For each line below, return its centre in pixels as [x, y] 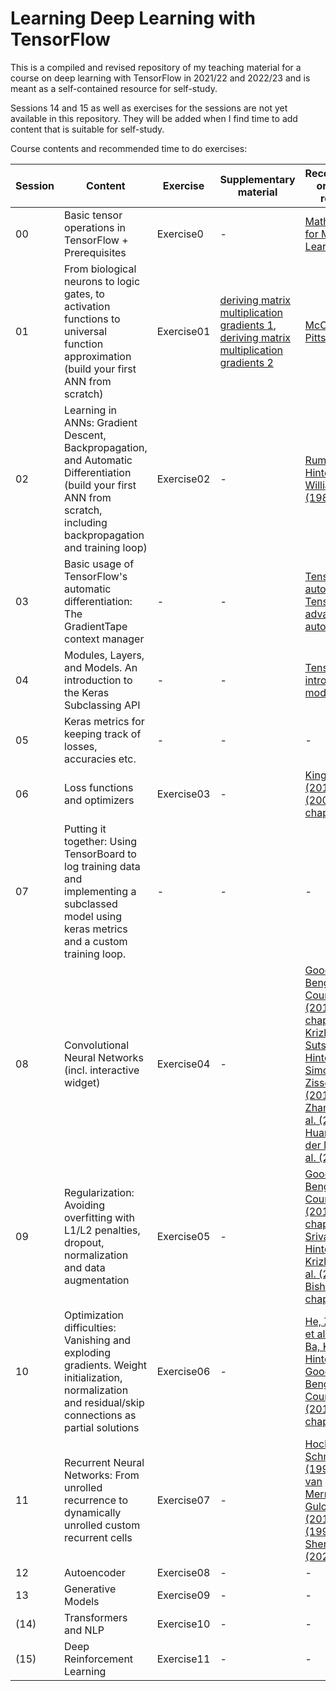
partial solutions [102, 1427]
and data [85, 1267]
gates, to [84, 294]
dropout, [84, 1242]
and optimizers [99, 800]
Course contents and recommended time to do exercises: [129, 148]
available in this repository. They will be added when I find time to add [154, 118]
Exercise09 [183, 1595]
